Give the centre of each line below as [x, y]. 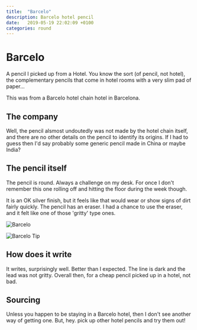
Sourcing [23, 300]
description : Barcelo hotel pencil [50, 17]
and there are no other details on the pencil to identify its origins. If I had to [97, 137]
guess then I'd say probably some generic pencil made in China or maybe [96, 143]
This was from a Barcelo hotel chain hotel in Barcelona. [73, 98]
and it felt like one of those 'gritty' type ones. [61, 213]
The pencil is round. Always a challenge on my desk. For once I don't [90, 182]
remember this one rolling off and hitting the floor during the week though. [97, 189]
